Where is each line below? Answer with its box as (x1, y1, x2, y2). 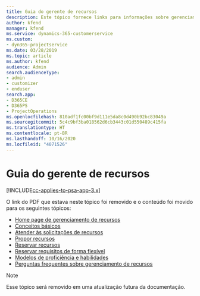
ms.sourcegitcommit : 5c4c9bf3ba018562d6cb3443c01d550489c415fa (6, 119, 167, 125)
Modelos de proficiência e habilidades (14, 254, 109, 261)
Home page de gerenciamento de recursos (14, 216, 121, 223)
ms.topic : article (6, 53, 52, 59)
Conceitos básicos (14, 222, 61, 229)
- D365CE (6, 97, 28, 103)
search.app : (6, 92, 36, 97)
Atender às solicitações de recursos (14, 228, 104, 235)
